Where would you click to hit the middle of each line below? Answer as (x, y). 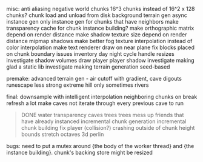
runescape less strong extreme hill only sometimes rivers (78, 85)
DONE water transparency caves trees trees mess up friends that (102, 115)
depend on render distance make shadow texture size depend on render (97, 35)
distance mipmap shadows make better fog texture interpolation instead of (99, 41)
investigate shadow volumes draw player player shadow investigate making (101, 60)
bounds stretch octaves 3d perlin (62, 134)
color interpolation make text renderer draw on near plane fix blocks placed (101, 47)
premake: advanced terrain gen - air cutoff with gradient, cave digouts (94, 79)
